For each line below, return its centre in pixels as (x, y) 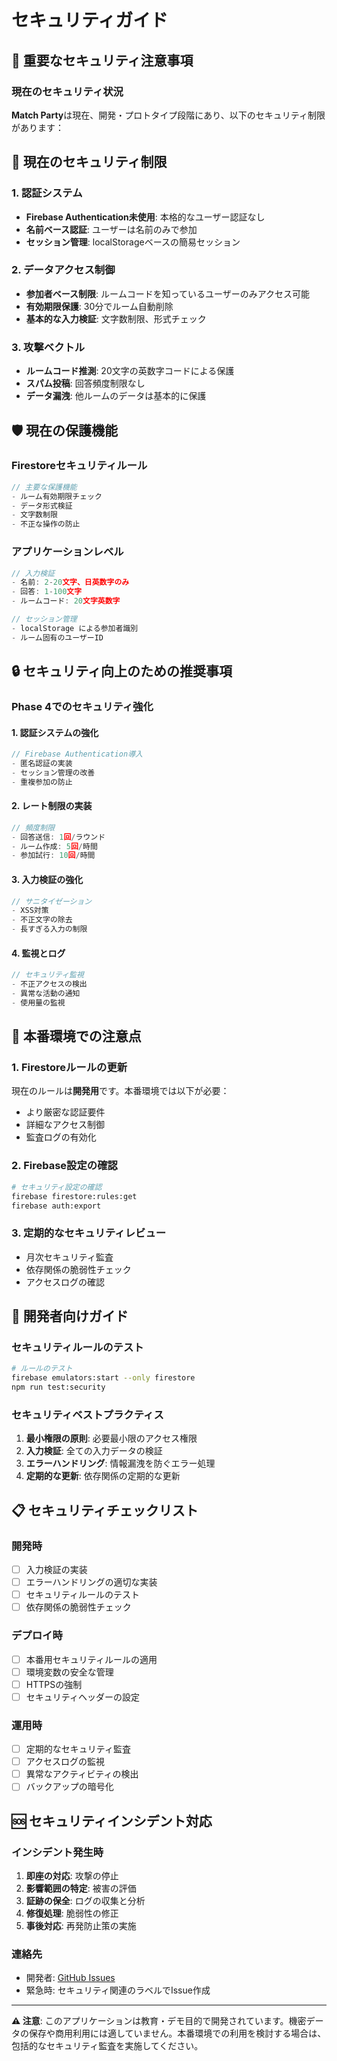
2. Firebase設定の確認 (64, 1166)
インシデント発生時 (57, 1852)
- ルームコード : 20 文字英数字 (66, 601)
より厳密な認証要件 (65, 1112)
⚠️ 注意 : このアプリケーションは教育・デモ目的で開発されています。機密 (159, 2021)
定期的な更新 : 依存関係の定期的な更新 (103, 1476)
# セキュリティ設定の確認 (57, 1187)
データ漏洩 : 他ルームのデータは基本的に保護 (116, 396)
